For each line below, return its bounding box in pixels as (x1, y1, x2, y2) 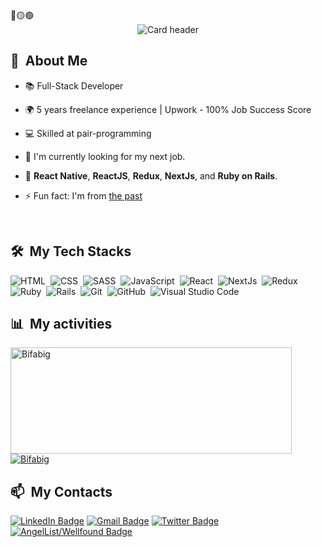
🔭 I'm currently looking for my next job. (24, 150, 186, 162)
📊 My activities (10, 316, 113, 333)
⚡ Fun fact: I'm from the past (24, 189, 143, 202)
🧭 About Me (10, 53, 88, 70)
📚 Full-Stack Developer (24, 79, 124, 92)
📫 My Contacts (10, 483, 113, 500)
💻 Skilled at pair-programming (24, 127, 152, 139)
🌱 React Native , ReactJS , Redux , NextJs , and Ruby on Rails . (24, 169, 278, 182)
